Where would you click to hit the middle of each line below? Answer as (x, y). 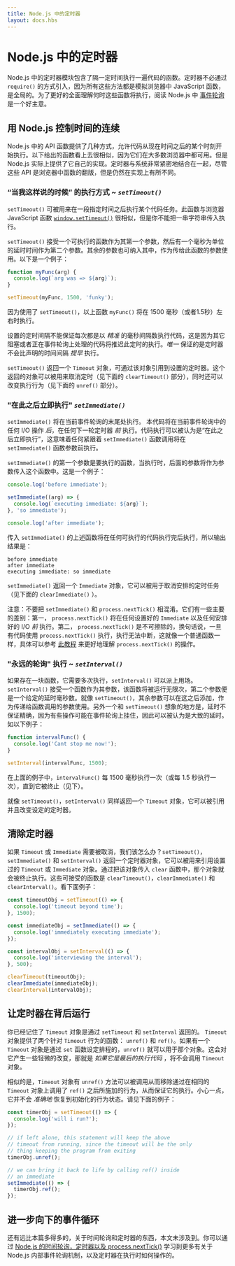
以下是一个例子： (44, 259)
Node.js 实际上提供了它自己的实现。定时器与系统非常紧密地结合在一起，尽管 (117, 164)
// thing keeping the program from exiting (72, 1151)
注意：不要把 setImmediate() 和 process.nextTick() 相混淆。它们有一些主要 (116, 609)
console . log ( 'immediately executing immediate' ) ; (87, 932)
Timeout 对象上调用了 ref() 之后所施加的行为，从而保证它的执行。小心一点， (117, 1090)
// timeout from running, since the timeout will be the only (100, 1144)
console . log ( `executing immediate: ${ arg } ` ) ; (81, 504)
